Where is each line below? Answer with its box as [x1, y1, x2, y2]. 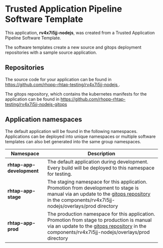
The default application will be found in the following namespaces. [5, 128, 138, 134]
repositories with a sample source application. [5, 50, 97, 55]
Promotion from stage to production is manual [47, 216, 152, 223]
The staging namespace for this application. [47, 178, 147, 185]
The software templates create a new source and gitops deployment [5, 44, 142, 50]
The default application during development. [47, 158, 149, 165]
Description [87, 150, 115, 157]
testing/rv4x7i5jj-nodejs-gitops [5, 101, 67, 107]
